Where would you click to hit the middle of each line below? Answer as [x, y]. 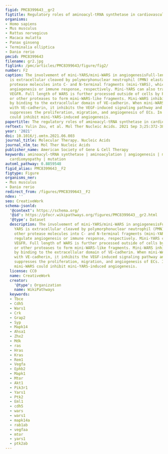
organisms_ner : [21, 178]
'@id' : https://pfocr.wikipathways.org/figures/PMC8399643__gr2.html [83, 215]
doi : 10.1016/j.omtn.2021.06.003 [40, 136]
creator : [19, 280]
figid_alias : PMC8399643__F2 [35, 169]
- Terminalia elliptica [30, 47]
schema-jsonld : [21, 206]
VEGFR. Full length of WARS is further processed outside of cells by [85, 94]
